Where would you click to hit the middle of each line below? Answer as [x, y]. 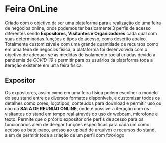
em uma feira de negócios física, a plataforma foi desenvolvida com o [76, 49]
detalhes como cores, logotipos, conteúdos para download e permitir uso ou [83, 103]
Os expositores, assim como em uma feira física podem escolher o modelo [81, 92]
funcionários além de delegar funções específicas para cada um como [77, 124]
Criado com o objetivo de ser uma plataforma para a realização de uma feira [83, 23]
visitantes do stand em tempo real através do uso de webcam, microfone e [81, 114]
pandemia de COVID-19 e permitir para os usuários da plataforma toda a [79, 60]
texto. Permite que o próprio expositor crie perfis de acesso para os [74, 119]
